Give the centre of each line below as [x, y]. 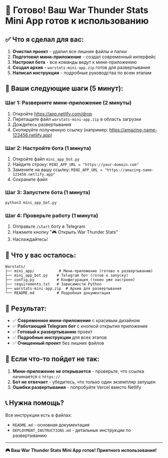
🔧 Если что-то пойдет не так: [52, 359]
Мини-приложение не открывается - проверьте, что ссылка [78, 371]
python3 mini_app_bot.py [31, 203]
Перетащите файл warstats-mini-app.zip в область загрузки [77, 119]
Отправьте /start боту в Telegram [49, 226]
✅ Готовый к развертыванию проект [52, 332]
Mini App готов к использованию [77, 21]
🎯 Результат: [26, 308]
